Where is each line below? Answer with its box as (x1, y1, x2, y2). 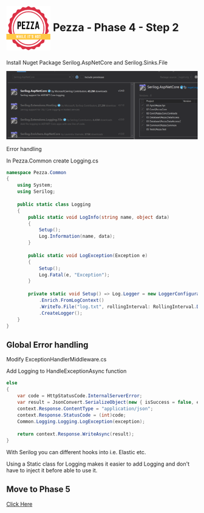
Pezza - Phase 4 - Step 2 (52, 21, 179, 35)
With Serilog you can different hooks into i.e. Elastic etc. (6, 449, 146, 456)
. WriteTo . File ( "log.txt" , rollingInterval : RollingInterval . (38, 303, 197, 310)
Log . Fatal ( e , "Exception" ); (38, 272, 110, 278)
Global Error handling (6, 340, 89, 350)
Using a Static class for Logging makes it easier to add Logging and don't (6, 460, 190, 468)
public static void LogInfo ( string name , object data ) (28, 214, 170, 220)
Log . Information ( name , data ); (38, 233, 115, 240)
